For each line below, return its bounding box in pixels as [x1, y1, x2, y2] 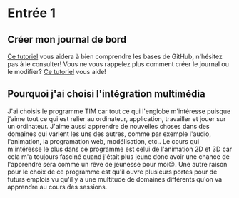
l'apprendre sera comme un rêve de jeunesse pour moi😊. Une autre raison [7, 160, 228, 168]
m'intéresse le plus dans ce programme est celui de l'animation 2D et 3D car [7, 145, 233, 153]
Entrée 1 [7, 5, 56, 21]
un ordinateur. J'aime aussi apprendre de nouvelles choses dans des [7, 122, 210, 130]
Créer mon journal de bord [7, 33, 127, 46]
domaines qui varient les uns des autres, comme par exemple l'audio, [7, 130, 212, 138]
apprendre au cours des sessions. [7, 182, 108, 191]
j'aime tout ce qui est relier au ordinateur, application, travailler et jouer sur [7, 114, 226, 123]
